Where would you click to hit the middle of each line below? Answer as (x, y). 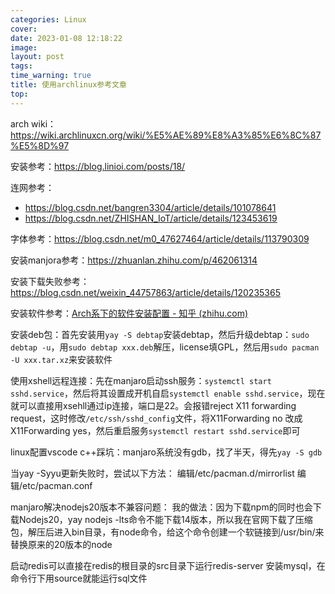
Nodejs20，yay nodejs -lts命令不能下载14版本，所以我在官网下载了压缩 (165, 519)
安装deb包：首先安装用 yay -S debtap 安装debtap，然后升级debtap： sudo (160, 334)
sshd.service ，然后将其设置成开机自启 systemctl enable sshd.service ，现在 (168, 393)
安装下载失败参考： (50, 281)
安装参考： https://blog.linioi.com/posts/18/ (98, 166)
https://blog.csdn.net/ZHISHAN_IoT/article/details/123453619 (151, 218)
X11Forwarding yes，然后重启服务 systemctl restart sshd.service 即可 (155, 430)
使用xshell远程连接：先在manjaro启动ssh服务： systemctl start (141, 380)
